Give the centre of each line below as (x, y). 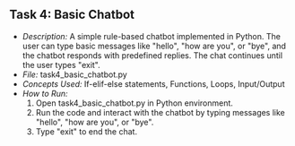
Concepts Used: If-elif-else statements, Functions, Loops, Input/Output (153, 83)
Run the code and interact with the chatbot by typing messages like (160, 112)
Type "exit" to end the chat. (86, 131)
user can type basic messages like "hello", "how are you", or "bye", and (154, 46)
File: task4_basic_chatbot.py (74, 74)
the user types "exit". (61, 64)
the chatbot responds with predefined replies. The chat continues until (152, 55)
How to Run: (45, 93)
